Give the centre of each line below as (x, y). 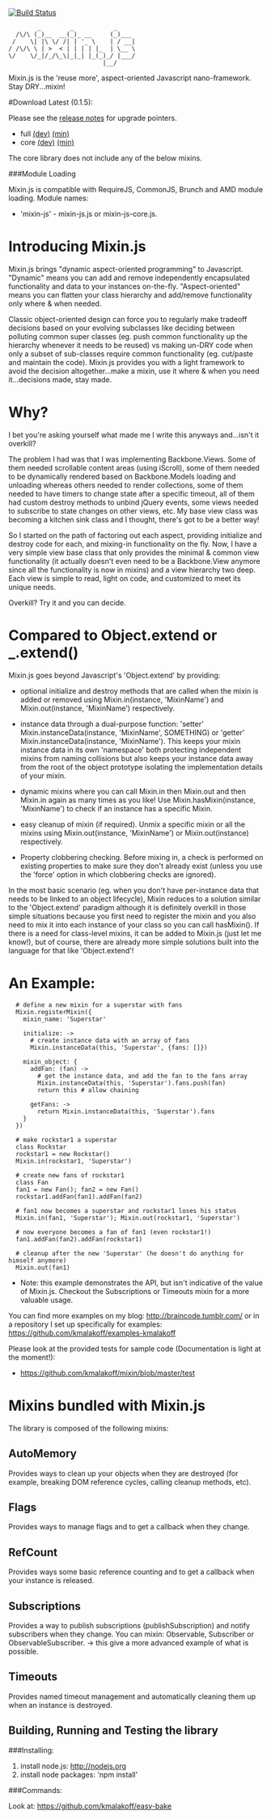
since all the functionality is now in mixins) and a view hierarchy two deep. (132, 570)
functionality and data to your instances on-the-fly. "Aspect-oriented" (125, 286)
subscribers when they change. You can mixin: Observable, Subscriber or (131, 1634)
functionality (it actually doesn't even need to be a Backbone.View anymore (134, 561)
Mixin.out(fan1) (43, 1267)
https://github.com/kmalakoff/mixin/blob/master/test (108, 1373)
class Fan (32, 1182)
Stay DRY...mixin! (37, 86)
